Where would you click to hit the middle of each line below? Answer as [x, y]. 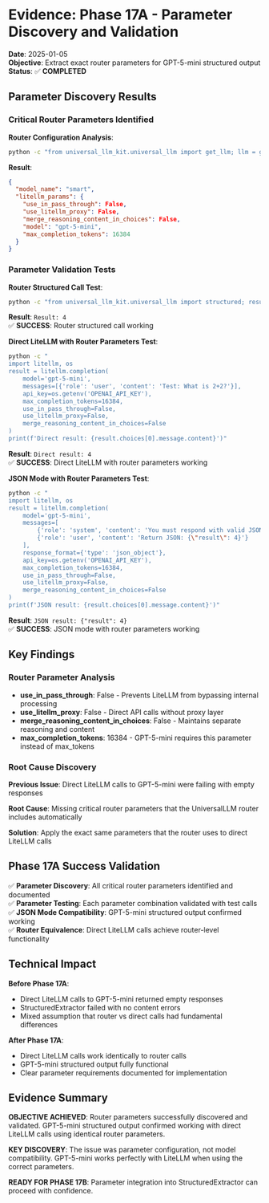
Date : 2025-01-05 [38, 54]
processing [38, 703]
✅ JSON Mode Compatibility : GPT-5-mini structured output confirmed [125, 912]
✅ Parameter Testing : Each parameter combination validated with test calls [133, 903]
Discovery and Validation [93, 32]
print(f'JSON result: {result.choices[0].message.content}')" [114, 605]
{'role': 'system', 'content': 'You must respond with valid [141, 530]
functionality [29, 939]
